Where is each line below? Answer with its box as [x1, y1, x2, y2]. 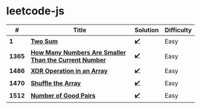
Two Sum [31, 37, 58, 46]
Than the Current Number [31, 56, 106, 64]
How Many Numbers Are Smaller [31, 48, 126, 56]
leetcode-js [6, 4, 65, 18]
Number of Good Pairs [31, 92, 96, 100]
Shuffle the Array [31, 79, 81, 87]
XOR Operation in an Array [31, 67, 108, 75]
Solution [134, 26, 159, 34]
